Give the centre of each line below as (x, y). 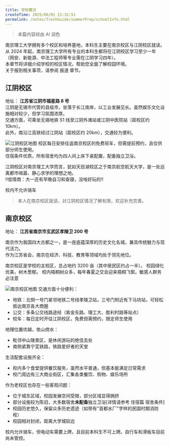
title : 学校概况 (21, 10)
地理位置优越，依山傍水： (32, 329)
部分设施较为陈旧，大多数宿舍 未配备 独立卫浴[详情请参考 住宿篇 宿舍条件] (89, 402)
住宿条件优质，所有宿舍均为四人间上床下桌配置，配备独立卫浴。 (72, 156)
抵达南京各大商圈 (30, 306)
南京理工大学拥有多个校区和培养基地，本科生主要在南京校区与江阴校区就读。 (85, 45)
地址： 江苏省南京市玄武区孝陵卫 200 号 (47, 231)
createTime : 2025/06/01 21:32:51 (40, 15)
